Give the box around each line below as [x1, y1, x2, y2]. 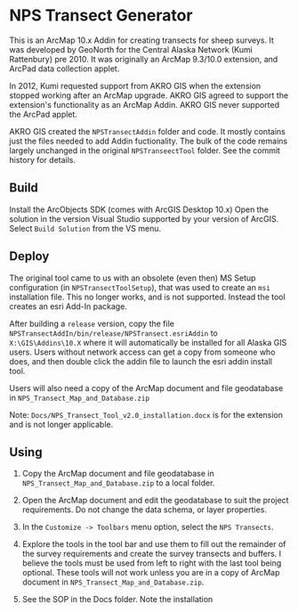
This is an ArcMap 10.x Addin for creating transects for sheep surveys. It [9, 35, 274, 45]
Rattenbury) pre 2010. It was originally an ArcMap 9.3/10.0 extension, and [9, 53, 278, 64]
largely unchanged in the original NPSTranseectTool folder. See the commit [9, 144, 280, 156]
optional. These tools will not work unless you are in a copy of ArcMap [21, 567, 280, 578]
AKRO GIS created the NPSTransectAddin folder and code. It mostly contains [9, 126, 286, 136]
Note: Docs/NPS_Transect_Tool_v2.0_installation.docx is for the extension [9, 409, 283, 420]
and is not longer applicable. [9, 419, 114, 429]
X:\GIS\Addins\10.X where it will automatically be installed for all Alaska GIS [9, 337, 287, 347]
